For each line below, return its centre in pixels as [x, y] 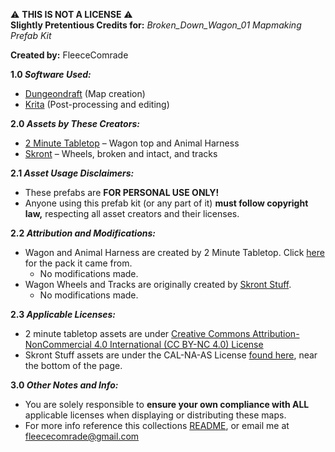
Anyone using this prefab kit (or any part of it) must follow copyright [166, 203]
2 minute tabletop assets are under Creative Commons [137, 333]
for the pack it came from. [78, 263]
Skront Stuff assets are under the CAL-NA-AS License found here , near [171, 355]
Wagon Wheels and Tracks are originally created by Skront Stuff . [158, 284]
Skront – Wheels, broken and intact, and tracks [121, 153]
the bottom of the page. [73, 365]
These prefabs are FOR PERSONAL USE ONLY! [122, 192]
